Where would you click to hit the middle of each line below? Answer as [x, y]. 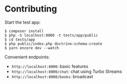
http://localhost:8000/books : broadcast [52, 76]
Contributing [31, 9]
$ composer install [24, 31]
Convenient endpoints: [27, 57]
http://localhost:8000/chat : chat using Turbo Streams [67, 71]
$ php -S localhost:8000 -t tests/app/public [51, 35]
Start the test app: [23, 22]
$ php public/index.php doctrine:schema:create [54, 44]
